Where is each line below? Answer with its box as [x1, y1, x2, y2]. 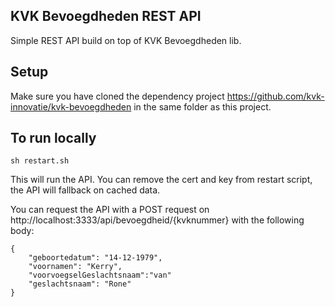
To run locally [10, 130, 97, 147]
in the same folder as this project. [133, 100, 272, 113]
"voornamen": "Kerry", [28, 262, 123, 272]
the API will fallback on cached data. [10, 184, 161, 196]
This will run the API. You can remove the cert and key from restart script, [10, 174, 313, 186]
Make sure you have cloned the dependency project [10, 90, 225, 102]
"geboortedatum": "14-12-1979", [28, 253, 163, 263]
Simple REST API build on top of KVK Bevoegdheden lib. [10, 34, 242, 46]
